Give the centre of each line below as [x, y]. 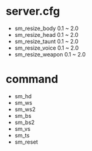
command [32, 79]
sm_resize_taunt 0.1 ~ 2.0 [47, 41]
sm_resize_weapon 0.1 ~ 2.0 [50, 54]
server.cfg [33, 11]
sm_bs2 [25, 122]
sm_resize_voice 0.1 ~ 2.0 [47, 48]
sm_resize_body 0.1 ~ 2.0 [47, 28]
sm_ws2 [25, 109]
